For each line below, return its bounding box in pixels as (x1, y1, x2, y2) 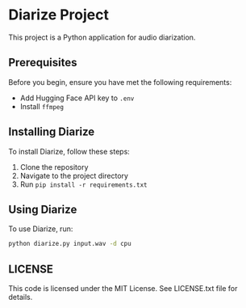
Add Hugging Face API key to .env (19, 93, 135, 103)
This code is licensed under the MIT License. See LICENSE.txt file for (8, 284, 238, 293)
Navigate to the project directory (19, 171, 129, 180)
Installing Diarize (8, 125, 95, 139)
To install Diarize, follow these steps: (8, 146, 131, 156)
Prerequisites (8, 56, 77, 70)
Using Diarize (8, 202, 77, 216)
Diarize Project (8, 6, 109, 24)
